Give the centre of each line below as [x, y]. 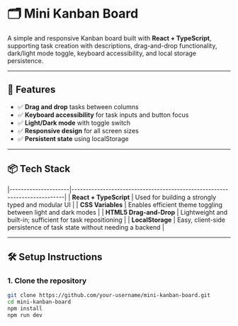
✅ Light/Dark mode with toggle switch [74, 123]
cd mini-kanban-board [39, 302]
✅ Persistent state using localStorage [73, 138]
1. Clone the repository [47, 281]
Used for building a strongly [176, 197]
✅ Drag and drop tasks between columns [78, 106]
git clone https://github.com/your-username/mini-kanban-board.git [109, 296]
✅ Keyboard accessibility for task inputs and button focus [103, 115]
